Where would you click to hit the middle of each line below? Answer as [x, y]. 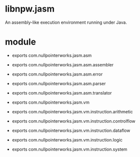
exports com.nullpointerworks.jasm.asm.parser [59, 83]
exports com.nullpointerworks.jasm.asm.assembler [63, 64]
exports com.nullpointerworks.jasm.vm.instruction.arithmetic [72, 111]
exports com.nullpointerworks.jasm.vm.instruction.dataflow [71, 130]
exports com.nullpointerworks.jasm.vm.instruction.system [70, 149]
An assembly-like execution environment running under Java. [66, 22]
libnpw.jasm [30, 9]
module [21, 42]
